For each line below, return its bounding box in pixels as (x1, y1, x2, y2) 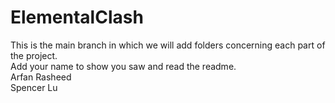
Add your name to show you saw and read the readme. (10, 60, 237, 72)
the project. (10, 49, 58, 61)
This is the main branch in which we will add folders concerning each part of (10, 39, 326, 51)
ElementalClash (10, 6, 144, 29)
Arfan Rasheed (10, 71, 72, 83)
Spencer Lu (10, 81, 58, 93)
